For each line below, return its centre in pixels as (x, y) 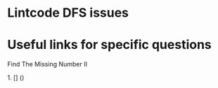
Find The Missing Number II (47, 64)
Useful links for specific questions (110, 45)
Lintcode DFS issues (68, 13)
